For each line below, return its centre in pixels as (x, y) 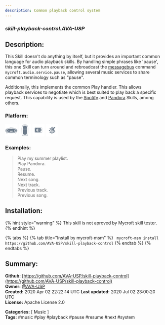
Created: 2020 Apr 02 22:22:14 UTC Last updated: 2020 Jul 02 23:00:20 (80, 292)
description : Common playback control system (53, 10)
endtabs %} (17, 248)
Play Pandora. (31, 163)
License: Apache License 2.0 (35, 302)
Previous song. (32, 195)
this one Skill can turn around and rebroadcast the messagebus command (81, 67)
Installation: (24, 211)
